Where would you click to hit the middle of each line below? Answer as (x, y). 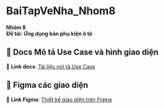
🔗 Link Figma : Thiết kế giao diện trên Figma (59, 100)
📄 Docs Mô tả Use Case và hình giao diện (82, 52)
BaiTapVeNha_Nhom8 (61, 11)
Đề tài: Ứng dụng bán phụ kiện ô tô (49, 33)
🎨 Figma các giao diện (47, 85)
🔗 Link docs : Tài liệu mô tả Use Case (51, 66)
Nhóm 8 (16, 27)
